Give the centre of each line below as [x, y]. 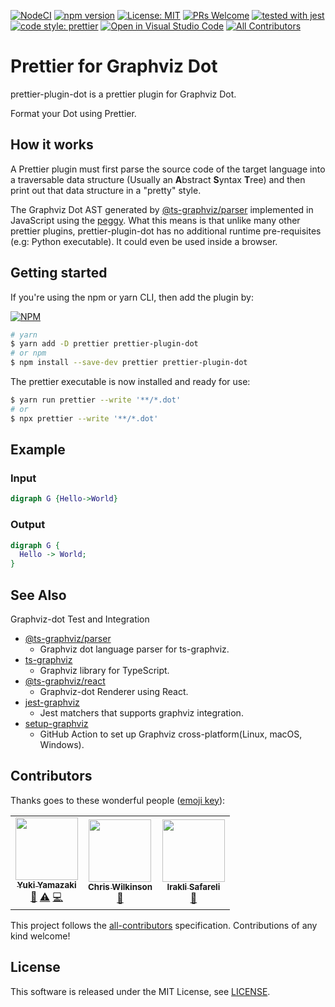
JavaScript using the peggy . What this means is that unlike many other [155, 220]
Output [28, 525]
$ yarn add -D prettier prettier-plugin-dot [104, 344]
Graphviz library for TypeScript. [104, 670]
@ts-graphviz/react [65, 681]
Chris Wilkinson [120, 887]
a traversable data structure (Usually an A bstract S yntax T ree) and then [158, 179]
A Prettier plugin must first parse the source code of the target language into [168, 169]
